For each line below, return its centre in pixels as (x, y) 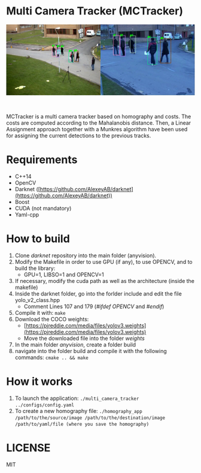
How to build (38, 239)
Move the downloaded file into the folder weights (84, 338)
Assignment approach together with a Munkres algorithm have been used (97, 129)
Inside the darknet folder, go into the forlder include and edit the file (98, 293)
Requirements (42, 160)
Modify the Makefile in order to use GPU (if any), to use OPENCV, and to (103, 261)
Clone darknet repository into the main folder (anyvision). (86, 255)
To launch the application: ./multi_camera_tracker (77, 398)
